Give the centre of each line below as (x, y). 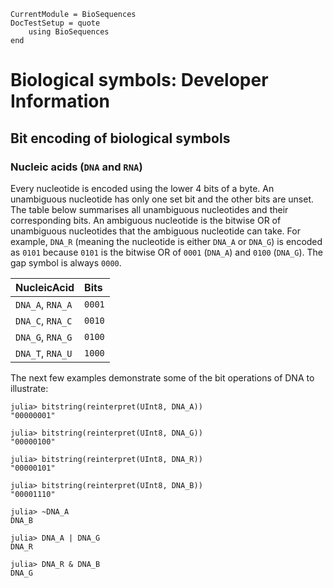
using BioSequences (69, 32)
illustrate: (29, 388)
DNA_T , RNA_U (44, 353)
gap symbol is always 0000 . (66, 262)
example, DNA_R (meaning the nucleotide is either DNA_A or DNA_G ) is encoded (166, 241)
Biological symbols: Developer (139, 80)
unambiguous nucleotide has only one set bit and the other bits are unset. (162, 199)
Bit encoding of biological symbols (120, 138)
